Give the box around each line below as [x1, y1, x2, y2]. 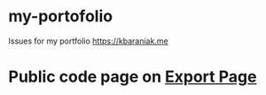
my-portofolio [8, 6, 113, 27]
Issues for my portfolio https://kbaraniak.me [8, 36, 169, 46]
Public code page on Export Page [8, 67, 257, 87]
